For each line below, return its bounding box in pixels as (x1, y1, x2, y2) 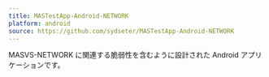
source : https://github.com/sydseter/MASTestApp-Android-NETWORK (8, 27, 234, 35)
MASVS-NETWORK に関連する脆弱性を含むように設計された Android (8, 50, 240, 60)
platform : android (8, 19, 71, 28)
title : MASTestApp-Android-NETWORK (8, 11, 129, 20)
